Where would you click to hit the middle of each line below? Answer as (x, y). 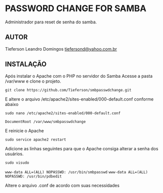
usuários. (14, 154)
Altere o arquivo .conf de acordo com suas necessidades (62, 185)
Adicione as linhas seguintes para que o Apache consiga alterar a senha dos (82, 148)
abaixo (12, 104)
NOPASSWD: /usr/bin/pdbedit (34, 176)
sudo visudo (17, 163)
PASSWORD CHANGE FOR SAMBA (76, 9)
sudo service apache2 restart (36, 140)
